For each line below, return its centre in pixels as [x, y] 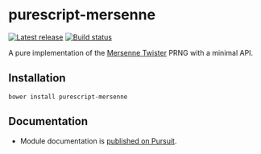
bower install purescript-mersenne [68, 97]
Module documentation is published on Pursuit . [98, 141]
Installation [37, 78]
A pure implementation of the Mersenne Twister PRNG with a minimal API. [131, 52]
